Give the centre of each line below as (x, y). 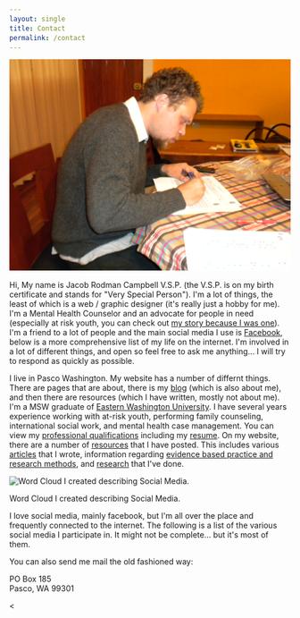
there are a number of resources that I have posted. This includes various (144, 445)
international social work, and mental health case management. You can (142, 426)
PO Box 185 (30, 579)
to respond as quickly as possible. (72, 361)
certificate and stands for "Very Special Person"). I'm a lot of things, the (142, 294)
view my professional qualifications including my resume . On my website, (144, 436)
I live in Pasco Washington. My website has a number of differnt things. (140, 378)
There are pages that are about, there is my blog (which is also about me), (145, 388)
